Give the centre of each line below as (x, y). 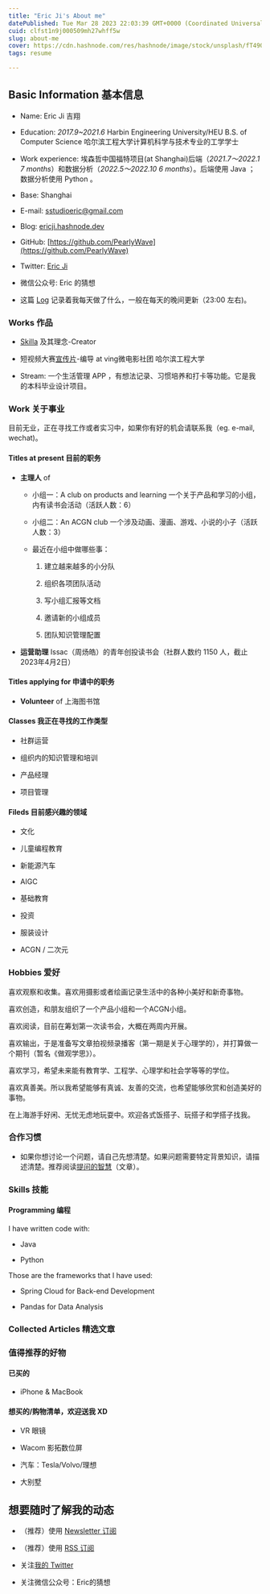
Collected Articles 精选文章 (62, 1329)
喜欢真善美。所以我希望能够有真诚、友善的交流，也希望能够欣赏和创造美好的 (135, 1087)
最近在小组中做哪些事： (71, 549)
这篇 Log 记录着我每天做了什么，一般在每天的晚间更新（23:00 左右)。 (135, 300)
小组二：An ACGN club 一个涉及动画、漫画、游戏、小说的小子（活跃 (145, 521)
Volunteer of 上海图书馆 (60, 701)
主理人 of (35, 477)
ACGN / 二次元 (44, 950)
